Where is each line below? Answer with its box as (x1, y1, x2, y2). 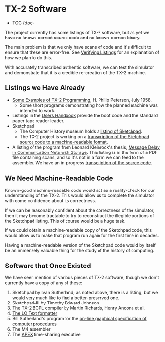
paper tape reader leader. (12, 117, 65, 124)
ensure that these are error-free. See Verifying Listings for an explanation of (5, 49, 160, 55)
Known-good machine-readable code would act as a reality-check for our (5, 187, 155, 193)
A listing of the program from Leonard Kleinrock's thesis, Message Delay (12, 144, 160, 150)
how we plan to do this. (5, 54, 53, 60)
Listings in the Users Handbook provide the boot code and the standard (12, 113, 158, 118)
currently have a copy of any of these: (5, 280, 83, 286)
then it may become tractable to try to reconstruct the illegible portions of (5, 212, 154, 218)
